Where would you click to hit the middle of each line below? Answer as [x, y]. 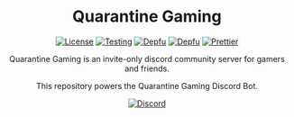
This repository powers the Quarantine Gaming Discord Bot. [147, 85]
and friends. [147, 68]
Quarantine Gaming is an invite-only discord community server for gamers [147, 58]
